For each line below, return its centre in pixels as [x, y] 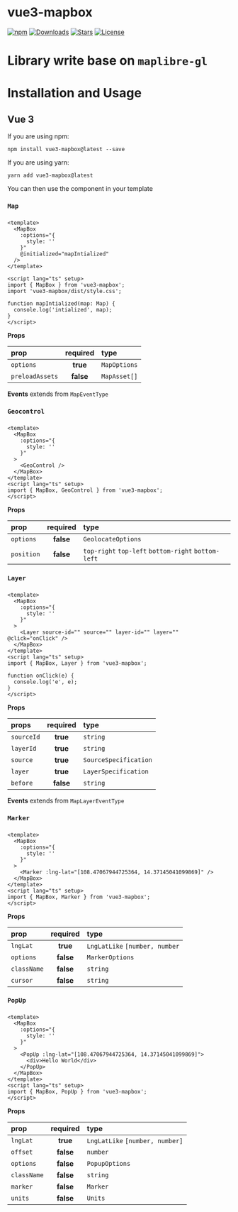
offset [22, 1152]
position [25, 554]
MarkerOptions [110, 957]
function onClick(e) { [41, 676]
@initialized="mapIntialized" [65, 254]
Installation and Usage [74, 93]
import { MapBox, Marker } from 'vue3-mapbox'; [79, 897]
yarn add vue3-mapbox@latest [50, 176]
